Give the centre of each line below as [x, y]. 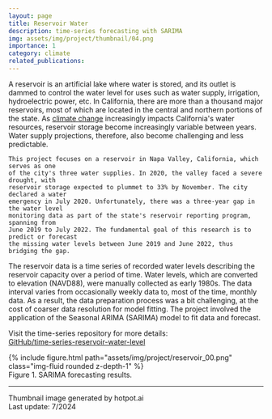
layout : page [30, 16]
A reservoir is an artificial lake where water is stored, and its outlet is [122, 84]
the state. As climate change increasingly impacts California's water [121, 118]
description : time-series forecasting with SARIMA [96, 31]
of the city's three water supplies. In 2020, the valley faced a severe [136, 173]
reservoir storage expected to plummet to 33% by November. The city [128, 187]
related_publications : [47, 61]
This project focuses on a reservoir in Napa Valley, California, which [134, 159]
